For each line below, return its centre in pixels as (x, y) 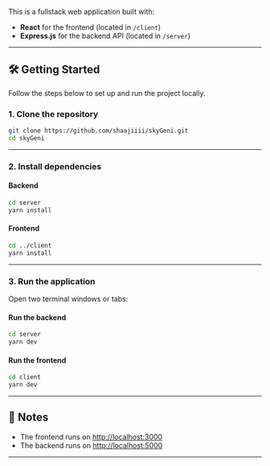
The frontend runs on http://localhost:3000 (91, 437)
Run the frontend (37, 360)
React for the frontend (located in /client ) (90, 27)
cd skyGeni (27, 138)
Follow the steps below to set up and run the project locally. (107, 93)
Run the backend (37, 317)
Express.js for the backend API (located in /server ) (105, 36)
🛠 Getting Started (54, 70)
